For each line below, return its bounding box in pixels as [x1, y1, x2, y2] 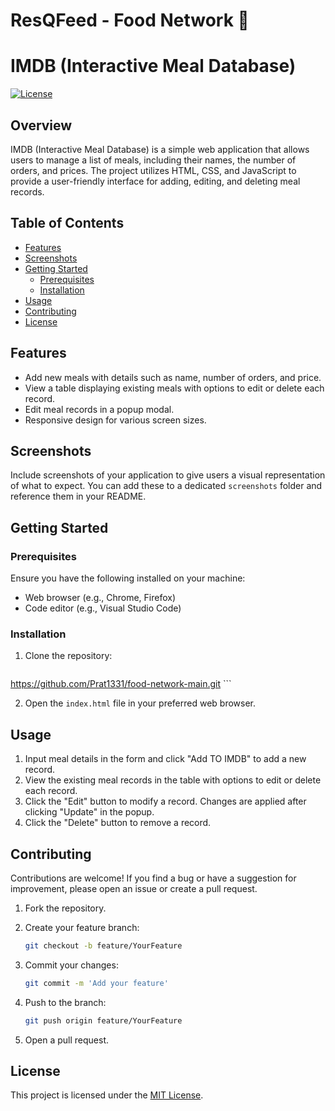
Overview [10, 117, 73, 134]
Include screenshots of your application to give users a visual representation [10, 469, 326, 481]
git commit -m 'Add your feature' [24, 978, 169, 988]
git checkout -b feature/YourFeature [24, 940, 183, 951]
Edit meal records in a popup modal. [24, 403, 175, 415]
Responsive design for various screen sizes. [24, 414, 207, 426]
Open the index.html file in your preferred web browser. [24, 697, 257, 709]
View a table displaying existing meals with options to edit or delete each [24, 382, 325, 394]
